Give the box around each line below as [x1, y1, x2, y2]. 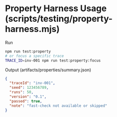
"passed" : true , [9, 99, 42, 103]
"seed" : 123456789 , [9, 85, 49, 90]
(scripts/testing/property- [5, 13, 113, 24]
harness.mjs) [5, 24, 60, 34]
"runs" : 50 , [9, 90, 34, 95]
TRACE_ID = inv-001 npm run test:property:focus [5, 58, 101, 63]
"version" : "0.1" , [9, 94, 47, 100]
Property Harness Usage [5, 3, 107, 14]
